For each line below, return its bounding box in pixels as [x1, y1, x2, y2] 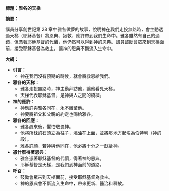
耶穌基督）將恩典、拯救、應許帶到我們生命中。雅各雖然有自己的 [22, 33, 155, 38]
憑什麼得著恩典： [12, 149, 48, 155]
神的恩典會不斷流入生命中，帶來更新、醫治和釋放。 [20, 180, 127, 186]
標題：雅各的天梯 [5, 5, 41, 11]
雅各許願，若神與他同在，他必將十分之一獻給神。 [20, 142, 122, 149]
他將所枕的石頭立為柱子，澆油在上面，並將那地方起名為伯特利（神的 [20, 130, 162, 136]
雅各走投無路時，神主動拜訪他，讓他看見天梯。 [20, 86, 118, 91]
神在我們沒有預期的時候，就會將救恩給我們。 [20, 73, 114, 79]
